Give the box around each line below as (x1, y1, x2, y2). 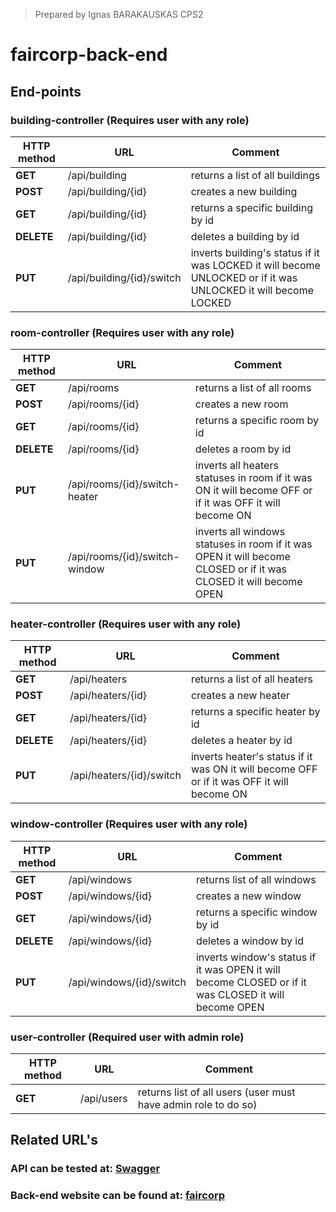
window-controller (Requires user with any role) (10, 817, 248, 831)
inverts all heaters (194, 459, 279, 473)
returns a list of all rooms (194, 381, 312, 395)
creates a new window (195, 889, 302, 903)
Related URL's (10, 1132, 98, 1149)
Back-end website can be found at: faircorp (10, 1189, 226, 1203)
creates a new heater (190, 689, 290, 703)
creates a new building (190, 184, 298, 198)
